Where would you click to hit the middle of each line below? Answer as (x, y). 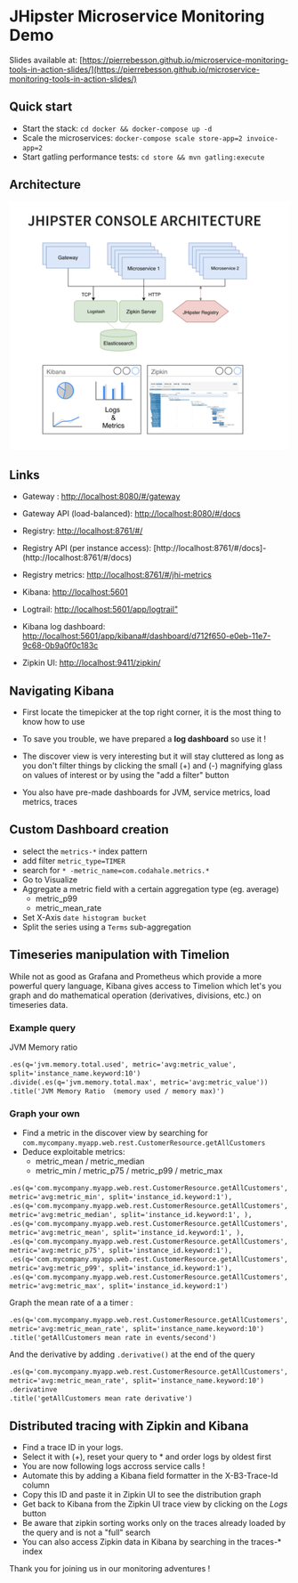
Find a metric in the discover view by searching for (115, 1133)
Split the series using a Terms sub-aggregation (106, 927)
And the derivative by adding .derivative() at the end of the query (132, 1354)
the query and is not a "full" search (86, 1532)
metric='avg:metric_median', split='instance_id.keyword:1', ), (131, 1215)
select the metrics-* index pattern (85, 851)
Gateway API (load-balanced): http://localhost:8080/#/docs (131, 514)
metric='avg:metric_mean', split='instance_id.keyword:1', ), (127, 1233)
